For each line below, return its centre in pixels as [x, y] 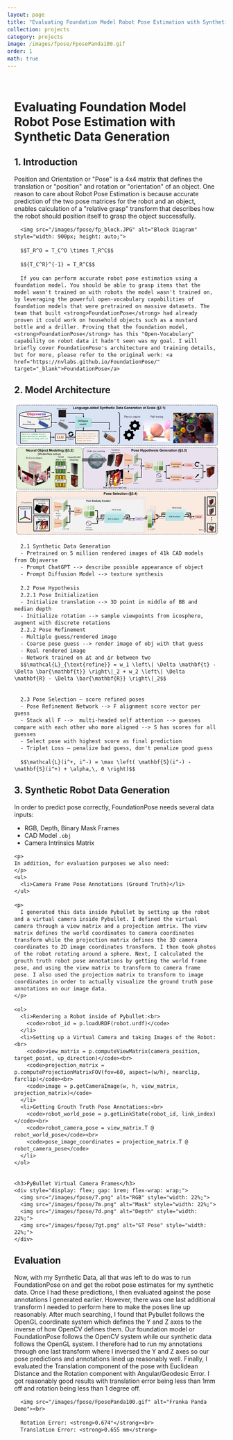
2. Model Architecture [62, 390]
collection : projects [38, 29]
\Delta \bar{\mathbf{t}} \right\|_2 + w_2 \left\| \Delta [100, 672]
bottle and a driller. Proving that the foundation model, [101, 327]
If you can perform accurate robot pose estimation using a [109, 278]
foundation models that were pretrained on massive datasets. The [112, 306]
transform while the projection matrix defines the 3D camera [106, 940]
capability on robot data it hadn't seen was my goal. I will [106, 341]
